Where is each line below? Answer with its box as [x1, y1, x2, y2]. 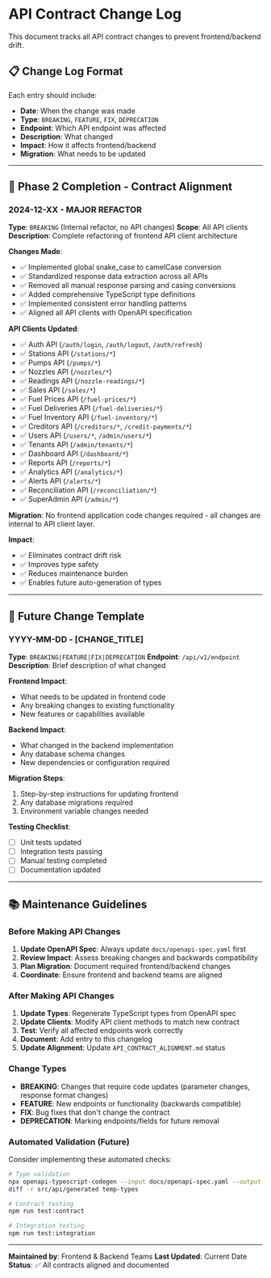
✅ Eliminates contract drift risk [19, 551, 122, 561]
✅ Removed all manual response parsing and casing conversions [19, 281, 236, 290]
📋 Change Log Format [8, 65, 123, 78]
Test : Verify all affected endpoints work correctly [19, 1026, 184, 1035]
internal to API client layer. [8, 519, 95, 529]
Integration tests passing [19, 847, 103, 857]
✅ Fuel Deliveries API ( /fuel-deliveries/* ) [19, 404, 163, 413]
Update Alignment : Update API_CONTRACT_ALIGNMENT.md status [19, 1043, 226, 1052]
